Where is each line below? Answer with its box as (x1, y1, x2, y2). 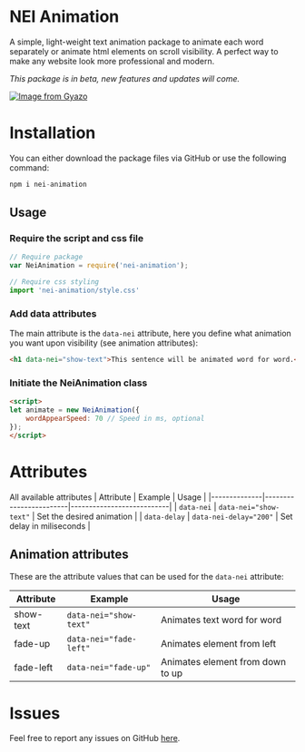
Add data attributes (9, 307, 97, 319)
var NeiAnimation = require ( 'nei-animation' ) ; (9, 261, 189, 270)
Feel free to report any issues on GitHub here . (9, 733, 181, 744)
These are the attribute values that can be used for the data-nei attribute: (9, 571, 284, 581)
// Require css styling (9, 278, 100, 287)
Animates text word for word (160, 613, 282, 626)
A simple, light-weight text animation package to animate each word (9, 36, 264, 47)
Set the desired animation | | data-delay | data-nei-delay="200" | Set (36, 511, 293, 522)
